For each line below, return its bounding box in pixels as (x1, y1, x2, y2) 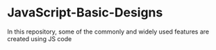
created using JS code (7, 34, 72, 42)
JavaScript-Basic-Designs (7, 5, 163, 21)
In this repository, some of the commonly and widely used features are (7, 27, 210, 36)
